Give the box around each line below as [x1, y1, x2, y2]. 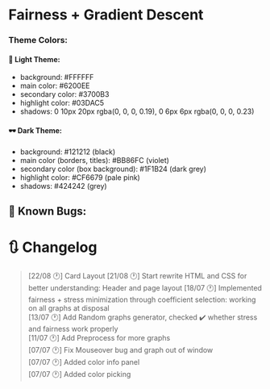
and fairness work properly [27, 324, 118, 333]
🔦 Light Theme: [8, 54, 60, 64]
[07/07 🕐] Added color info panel [27, 357, 140, 366]
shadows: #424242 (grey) [19, 181, 107, 190]
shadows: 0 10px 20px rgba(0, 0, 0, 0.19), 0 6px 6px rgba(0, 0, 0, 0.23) [19, 107, 255, 116]
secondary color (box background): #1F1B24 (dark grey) [19, 164, 207, 174]
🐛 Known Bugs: [8, 204, 87, 218]
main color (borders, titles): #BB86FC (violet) [19, 155, 169, 165]
